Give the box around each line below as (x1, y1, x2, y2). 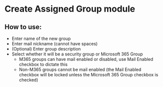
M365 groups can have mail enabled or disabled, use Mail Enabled (19, 56, 154, 62)
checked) (19, 77, 39, 83)
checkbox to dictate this (19, 62, 68, 67)
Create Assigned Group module (4, 3, 136, 15)
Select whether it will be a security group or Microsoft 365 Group (11, 51, 143, 57)
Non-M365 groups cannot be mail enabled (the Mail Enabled (19, 67, 141, 72)
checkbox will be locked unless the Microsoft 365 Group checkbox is (19, 72, 159, 77)
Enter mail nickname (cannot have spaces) (11, 41, 98, 47)
